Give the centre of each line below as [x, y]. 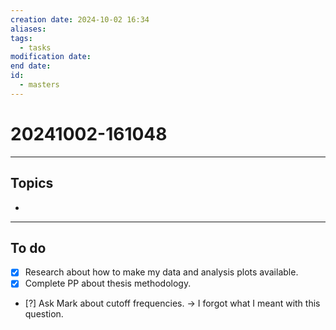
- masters [39, 85]
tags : [21, 38]
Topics [32, 183]
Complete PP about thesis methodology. [108, 283]
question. [44, 314]
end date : [31, 66]
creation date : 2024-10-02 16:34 [80, 19]
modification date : [51, 57]
